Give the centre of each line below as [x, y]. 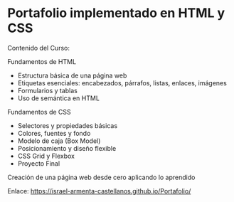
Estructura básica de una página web [72, 75]
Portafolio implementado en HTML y [116, 13]
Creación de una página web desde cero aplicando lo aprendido [101, 177]
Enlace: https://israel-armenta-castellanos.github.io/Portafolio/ [99, 191]
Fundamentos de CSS [39, 112]
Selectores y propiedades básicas [68, 125]
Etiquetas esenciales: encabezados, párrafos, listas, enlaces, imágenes [122, 83]
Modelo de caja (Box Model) [59, 141]
